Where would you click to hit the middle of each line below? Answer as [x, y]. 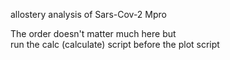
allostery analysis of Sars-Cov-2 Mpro [88, 14]
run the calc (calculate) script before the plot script [115, 44]
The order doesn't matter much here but [93, 33]
